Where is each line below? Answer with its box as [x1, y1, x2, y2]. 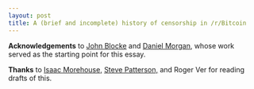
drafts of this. [8, 73, 52, 83]
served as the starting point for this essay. [8, 49, 146, 59]
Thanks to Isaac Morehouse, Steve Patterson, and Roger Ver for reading [8, 64, 244, 74]
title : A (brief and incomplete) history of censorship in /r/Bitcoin [8, 19, 247, 27]
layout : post [8, 11, 52, 20]
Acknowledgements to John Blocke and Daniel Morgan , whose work [8, 41, 235, 50]
